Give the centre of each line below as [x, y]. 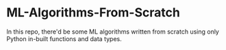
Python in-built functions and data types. [64, 38]
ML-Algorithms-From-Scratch [93, 13]
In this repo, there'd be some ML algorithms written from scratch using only [113, 32]
